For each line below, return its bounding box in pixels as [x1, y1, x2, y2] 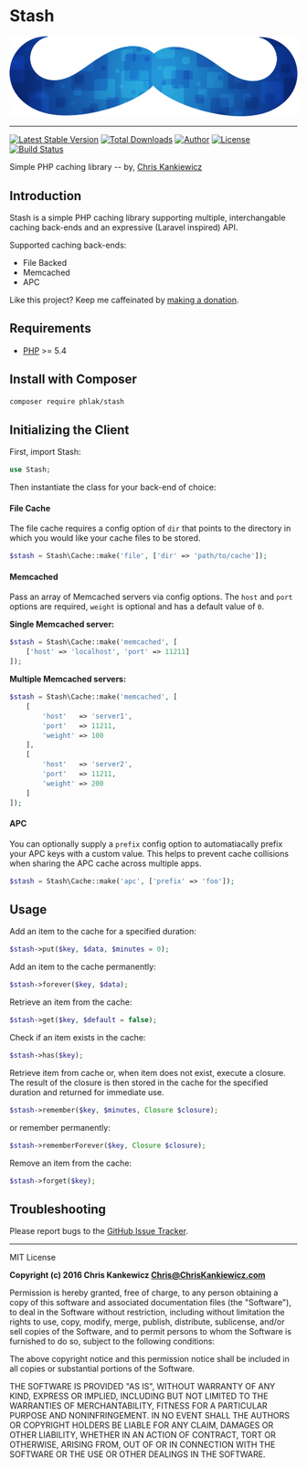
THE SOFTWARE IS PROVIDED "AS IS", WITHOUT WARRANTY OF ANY [9, 1381, 276, 1392]
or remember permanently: [9, 1122, 111, 1133]
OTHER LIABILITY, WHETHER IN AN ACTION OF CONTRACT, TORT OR [9, 1430, 276, 1441]
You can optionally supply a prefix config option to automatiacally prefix [9, 838, 283, 850]
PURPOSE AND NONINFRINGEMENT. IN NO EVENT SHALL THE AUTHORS [9, 1410, 291, 1421]
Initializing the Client [9, 422, 130, 438]
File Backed [22, 257, 68, 268]
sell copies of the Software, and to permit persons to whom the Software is [9, 1326, 292, 1337]
